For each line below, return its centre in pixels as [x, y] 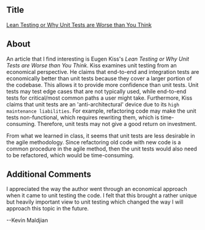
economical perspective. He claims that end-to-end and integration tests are [103, 72]
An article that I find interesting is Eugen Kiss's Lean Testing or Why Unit [98, 59]
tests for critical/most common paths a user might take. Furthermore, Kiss [99, 98]
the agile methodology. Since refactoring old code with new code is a [94, 142]
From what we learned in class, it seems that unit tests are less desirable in [101, 135]
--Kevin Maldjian [27, 220]
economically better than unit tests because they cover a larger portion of [99, 78]
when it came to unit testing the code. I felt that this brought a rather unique [102, 196]
